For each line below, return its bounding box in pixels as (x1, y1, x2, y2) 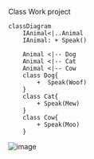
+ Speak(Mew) (37, 100, 80, 108)
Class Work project (8, 7, 71, 16)
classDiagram (8, 22, 52, 31)
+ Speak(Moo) (37, 120, 80, 128)
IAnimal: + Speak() (22, 36, 88, 44)
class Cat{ (22, 92, 59, 100)
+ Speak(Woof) (37, 79, 88, 87)
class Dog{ (22, 71, 59, 79)
